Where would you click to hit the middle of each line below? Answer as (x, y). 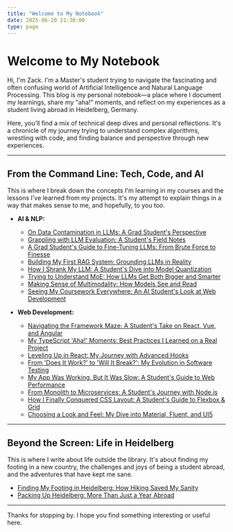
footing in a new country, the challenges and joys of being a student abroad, (116, 467)
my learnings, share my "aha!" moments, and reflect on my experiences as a (116, 102)
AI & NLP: (31, 219)
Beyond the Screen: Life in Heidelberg (91, 443)
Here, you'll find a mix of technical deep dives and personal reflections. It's (114, 123)
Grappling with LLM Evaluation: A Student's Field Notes (106, 240)
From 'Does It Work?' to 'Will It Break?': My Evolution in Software (120, 363)
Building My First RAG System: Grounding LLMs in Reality (110, 262)
